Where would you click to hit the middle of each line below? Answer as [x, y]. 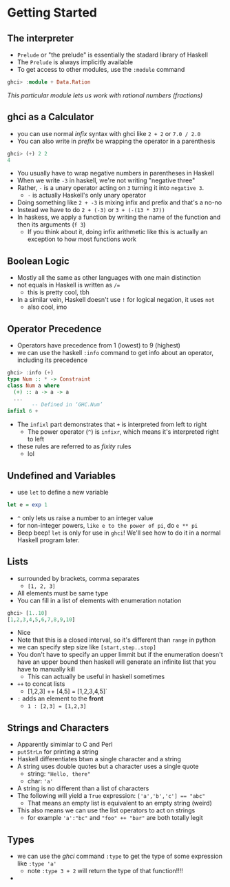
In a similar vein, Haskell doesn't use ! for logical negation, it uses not [116, 300]
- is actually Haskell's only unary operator [87, 195]
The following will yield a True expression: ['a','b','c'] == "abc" [111, 796]
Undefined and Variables [62, 476]
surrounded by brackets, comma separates [78, 578]
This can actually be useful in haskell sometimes [96, 677]
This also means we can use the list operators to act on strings [106, 810]
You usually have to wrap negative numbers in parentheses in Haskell [116, 173]
